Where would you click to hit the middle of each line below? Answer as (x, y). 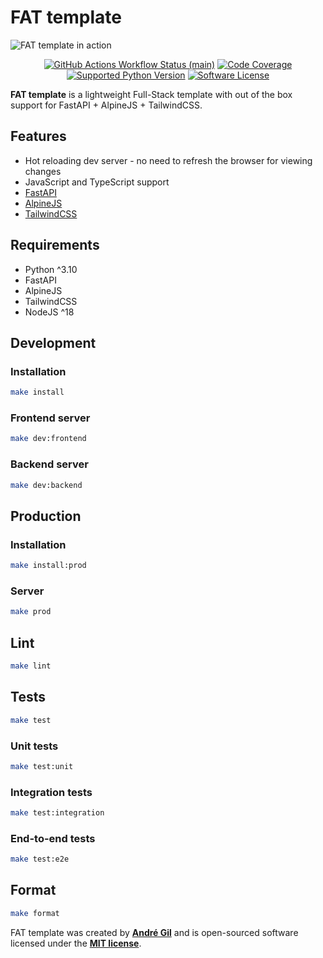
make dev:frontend (48, 439)
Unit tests (34, 746)
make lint (31, 666)
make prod (31, 612)
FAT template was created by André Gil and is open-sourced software (154, 932)
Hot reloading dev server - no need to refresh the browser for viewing (168, 160)
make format (35, 913)
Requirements (55, 245)
